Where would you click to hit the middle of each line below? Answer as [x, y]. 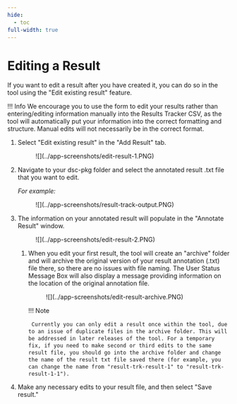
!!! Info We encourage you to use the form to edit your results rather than [113, 107]
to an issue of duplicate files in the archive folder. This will [128, 332]
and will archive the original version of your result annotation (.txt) [124, 261]
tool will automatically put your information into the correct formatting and [115, 121]
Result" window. [41, 226]
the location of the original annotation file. [89, 283]
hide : [15, 15]
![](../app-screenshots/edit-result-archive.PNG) [114, 297]
